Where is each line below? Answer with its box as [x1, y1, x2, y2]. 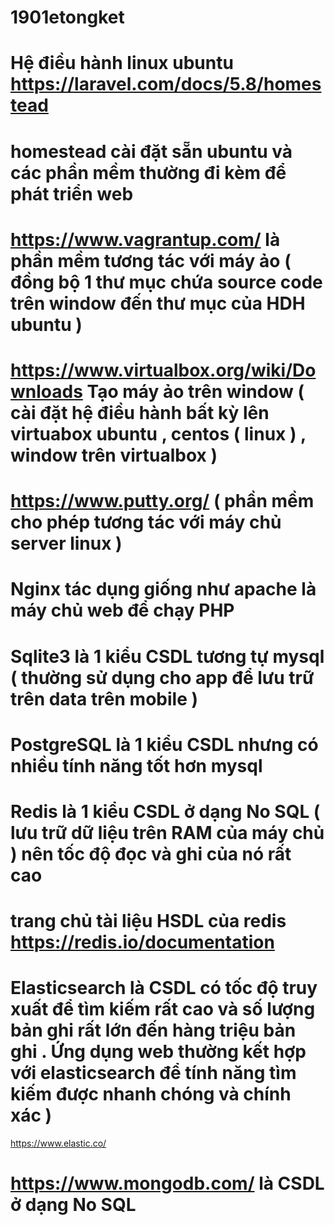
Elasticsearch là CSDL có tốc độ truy [10, 977, 318, 1000]
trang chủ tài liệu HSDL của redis [10, 910, 287, 933]
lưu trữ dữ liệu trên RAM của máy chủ [10, 821, 325, 844]
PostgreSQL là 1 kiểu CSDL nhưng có [10, 733, 319, 756]
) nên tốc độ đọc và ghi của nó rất [10, 842, 292, 865]
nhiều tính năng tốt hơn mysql [10, 754, 263, 777]
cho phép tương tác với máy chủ [10, 511, 282, 534]
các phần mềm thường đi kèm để [10, 161, 287, 184]
